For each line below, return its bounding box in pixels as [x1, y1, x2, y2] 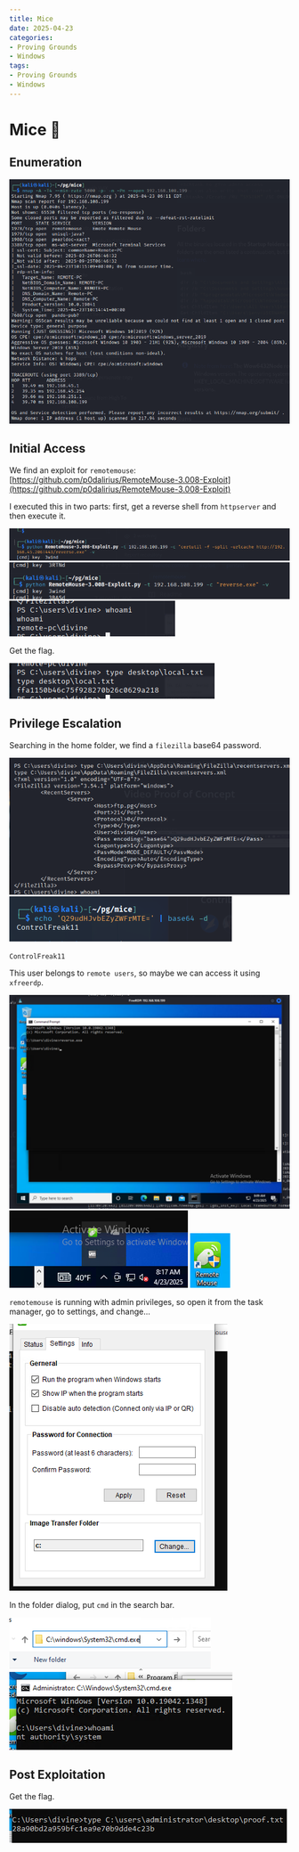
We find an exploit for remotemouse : [9, 464, 136, 476]
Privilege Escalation [9, 716, 122, 731]
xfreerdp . [9, 977, 44, 988]
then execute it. [9, 510, 67, 521]
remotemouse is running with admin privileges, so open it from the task [9, 1297, 264, 1308]
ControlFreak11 [9, 952, 66, 961]
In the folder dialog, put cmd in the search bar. [9, 1600, 175, 1611]
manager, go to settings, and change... [9, 1306, 151, 1318]
